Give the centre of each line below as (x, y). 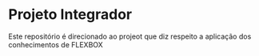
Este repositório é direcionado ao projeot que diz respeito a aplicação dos (130, 36)
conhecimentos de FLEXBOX (56, 44)
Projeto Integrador (70, 15)
